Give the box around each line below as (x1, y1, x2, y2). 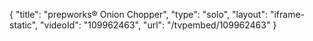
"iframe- (269, 9, 306, 20)
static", (9, 19, 39, 31)
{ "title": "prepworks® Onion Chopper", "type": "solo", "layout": (9, 9, 268, 20)
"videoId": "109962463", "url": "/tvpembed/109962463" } (40, 19, 277, 31)
